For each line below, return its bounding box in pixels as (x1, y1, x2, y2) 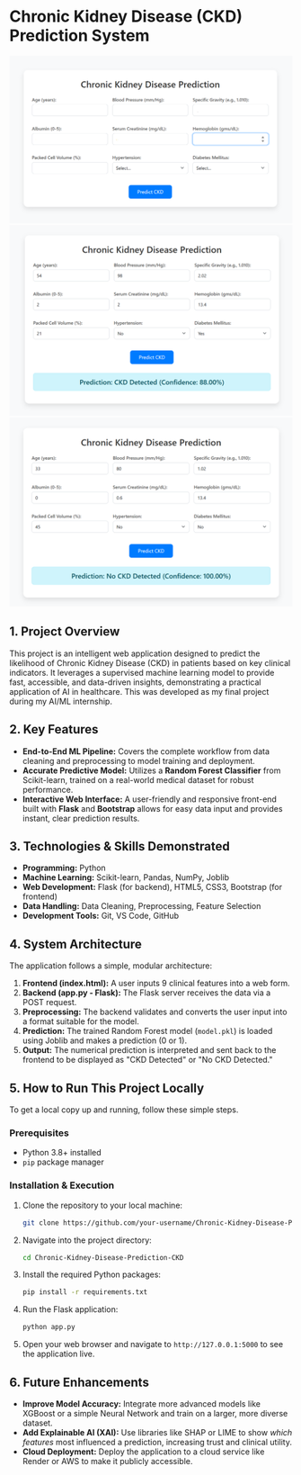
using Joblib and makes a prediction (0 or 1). (22, 1035, 187, 1046)
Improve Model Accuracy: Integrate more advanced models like (22, 1398, 261, 1409)
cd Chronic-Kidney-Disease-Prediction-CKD (22, 1253, 184, 1262)
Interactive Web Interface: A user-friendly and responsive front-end (22, 794, 277, 805)
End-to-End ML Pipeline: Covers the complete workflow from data (22, 745, 270, 757)
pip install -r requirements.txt (22, 1288, 148, 1297)
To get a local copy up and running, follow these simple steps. (9, 1104, 239, 1115)
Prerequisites (9, 1127, 69, 1139)
